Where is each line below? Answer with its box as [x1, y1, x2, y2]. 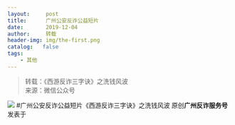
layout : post [7, 10, 59, 18]
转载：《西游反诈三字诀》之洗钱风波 [24, 77, 128, 85]
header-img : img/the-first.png [7, 37, 100, 44]
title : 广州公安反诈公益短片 [7, 17, 99, 24]
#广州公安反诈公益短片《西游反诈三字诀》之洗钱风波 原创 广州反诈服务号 [16, 101, 228, 109]
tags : [7, 50, 23, 58]
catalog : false [7, 43, 59, 50]
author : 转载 [7, 30, 57, 38]
